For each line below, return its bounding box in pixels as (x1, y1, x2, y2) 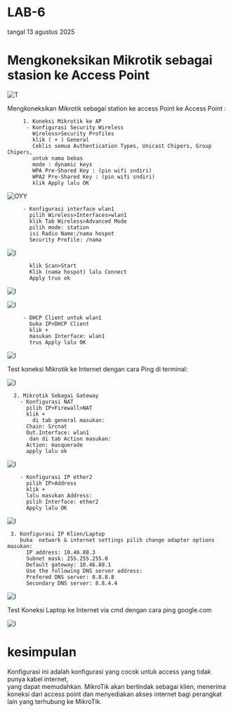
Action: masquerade (25, 441, 83, 448)
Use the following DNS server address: (25, 567, 142, 574)
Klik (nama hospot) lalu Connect (29, 268, 128, 275)
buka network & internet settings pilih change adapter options (20, 536, 215, 543)
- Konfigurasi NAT (20, 398, 74, 405)
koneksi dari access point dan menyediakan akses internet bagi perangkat (7, 690, 222, 698)
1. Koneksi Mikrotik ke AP (22, 118, 102, 125)
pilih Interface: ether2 (25, 498, 99, 505)
